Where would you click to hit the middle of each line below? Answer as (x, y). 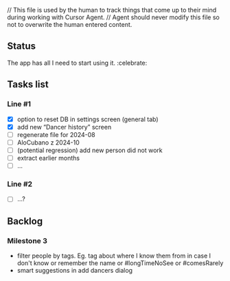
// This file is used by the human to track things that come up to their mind (112, 10)
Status (22, 46)
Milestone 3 (27, 240)
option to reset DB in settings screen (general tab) (88, 119)
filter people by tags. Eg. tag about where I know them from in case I (114, 256)
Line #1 (19, 104)
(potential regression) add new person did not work (90, 150)
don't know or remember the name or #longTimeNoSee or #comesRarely (120, 263)
